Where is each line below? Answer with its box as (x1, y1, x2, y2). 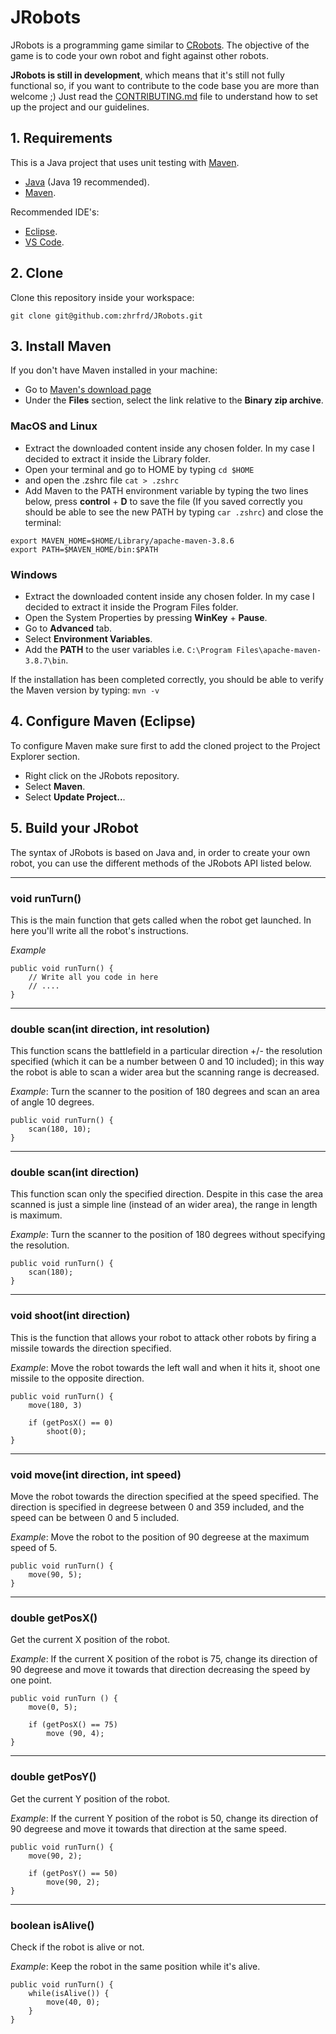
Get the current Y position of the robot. (10, 1792, 171, 1805)
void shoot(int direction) (10, 1309, 131, 1323)
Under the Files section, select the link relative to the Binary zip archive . (24, 394, 324, 406)
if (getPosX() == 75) (28, 1720, 118, 1730)
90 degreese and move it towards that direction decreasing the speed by (10, 1664, 311, 1676)
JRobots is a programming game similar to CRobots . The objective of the (10, 39, 310, 51)
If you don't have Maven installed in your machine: (10, 364, 218, 376)
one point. (10, 1674, 53, 1686)
